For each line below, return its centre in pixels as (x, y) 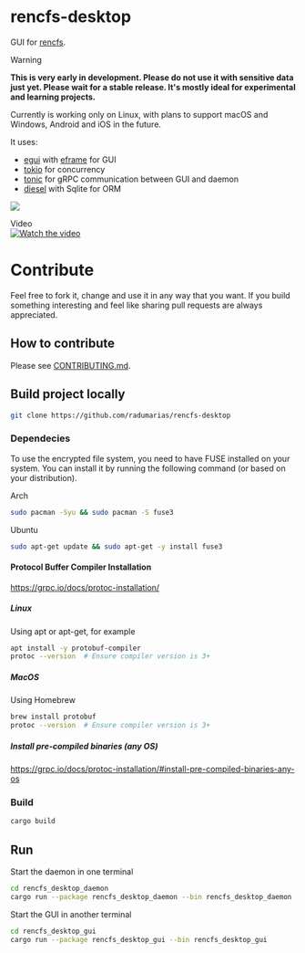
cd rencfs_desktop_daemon (59, 889)
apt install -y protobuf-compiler (76, 648)
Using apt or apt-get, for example (73, 631)
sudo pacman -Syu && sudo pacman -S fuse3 (92, 512)
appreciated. (34, 314)
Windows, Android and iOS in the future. (86, 124)
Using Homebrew (43, 700)
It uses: (24, 141)
